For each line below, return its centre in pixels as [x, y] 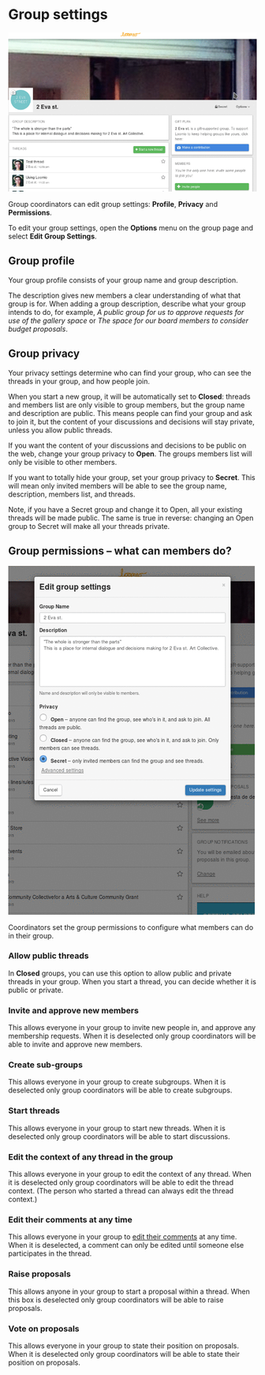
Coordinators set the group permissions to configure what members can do [131, 927]
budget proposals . [38, 328]
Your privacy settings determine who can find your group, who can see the [130, 373]
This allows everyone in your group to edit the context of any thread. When [130, 1175]
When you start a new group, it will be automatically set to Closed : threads [129, 396]
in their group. [31, 935]
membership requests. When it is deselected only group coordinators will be [132, 1036]
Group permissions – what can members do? [120, 551]
